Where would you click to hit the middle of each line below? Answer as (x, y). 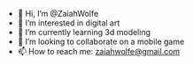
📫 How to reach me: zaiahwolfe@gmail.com (99, 51)
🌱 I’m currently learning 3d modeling (84, 32)
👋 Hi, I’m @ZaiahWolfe (58, 14)
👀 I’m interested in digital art (69, 23)
